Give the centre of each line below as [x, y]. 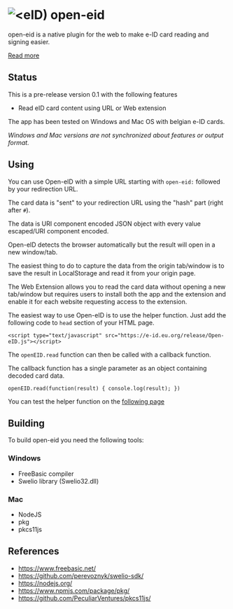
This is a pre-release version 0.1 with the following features [93, 94]
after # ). [19, 210]
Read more [24, 55]
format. [19, 142]
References [34, 551]
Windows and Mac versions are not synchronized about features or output [116, 135]
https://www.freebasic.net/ [57, 568]
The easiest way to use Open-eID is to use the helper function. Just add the [117, 315]
